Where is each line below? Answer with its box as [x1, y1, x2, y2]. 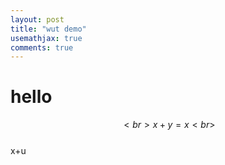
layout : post [10, 14, 65, 25]
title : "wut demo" [10, 24, 87, 34]
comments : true [10, 42, 74, 53]
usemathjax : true [10, 33, 83, 43]
